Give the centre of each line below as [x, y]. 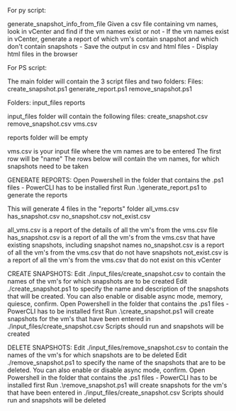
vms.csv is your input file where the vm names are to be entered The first [114, 151]
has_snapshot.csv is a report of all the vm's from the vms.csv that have [111, 237]
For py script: [27, 10]
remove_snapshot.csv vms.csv [52, 124]
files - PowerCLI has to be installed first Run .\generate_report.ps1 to [107, 187]
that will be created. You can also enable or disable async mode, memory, [115, 296]
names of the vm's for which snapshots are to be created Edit [97, 281]
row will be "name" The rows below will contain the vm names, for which [113, 159]
